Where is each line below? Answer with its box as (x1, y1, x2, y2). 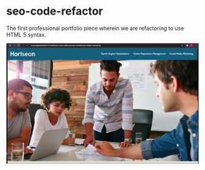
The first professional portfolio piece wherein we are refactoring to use (6, 24, 184, 32)
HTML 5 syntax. (6, 31, 46, 38)
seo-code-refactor (6, 4, 103, 18)
